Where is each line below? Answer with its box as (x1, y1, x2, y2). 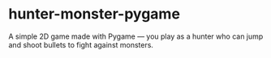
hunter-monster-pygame (8, 5, 181, 23)
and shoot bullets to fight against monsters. (8, 39, 154, 49)
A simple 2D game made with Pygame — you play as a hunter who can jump (8, 31, 264, 41)
